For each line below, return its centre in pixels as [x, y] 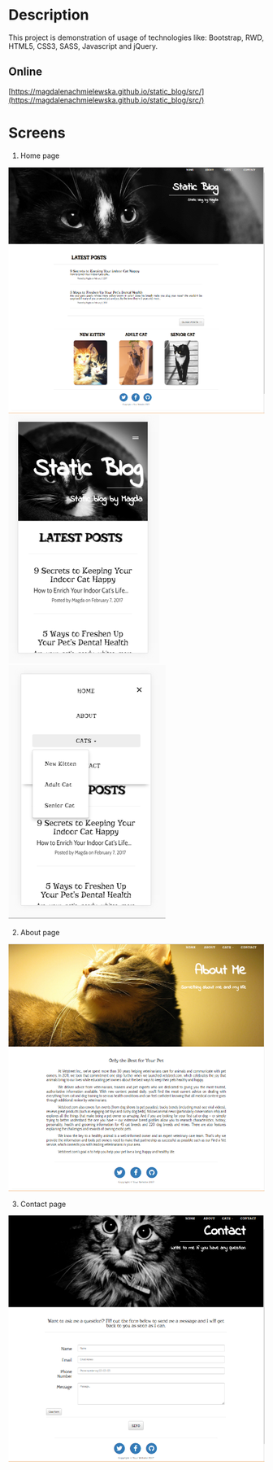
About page [40, 933]
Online [26, 72]
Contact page [43, 1204]
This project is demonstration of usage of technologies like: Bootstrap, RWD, [136, 37]
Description [49, 15]
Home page [40, 155]
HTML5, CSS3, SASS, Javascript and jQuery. [83, 46]
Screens [37, 133]
